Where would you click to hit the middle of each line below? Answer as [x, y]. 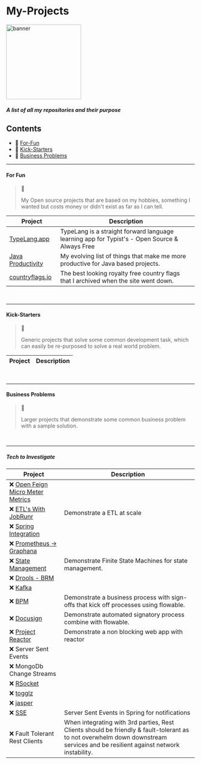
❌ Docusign [26, 618]
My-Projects [38, 11]
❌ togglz [21, 693]
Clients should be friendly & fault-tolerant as [127, 730]
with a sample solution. [49, 426]
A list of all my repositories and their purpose [64, 110]
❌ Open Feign [28, 484]
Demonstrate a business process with [117, 597]
